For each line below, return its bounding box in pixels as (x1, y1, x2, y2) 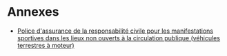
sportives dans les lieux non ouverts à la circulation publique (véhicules (17, 33, 221, 42)
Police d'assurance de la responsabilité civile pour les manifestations (17, 27, 214, 35)
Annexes (7, 4, 59, 20)
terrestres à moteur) (17, 41, 75, 49)
